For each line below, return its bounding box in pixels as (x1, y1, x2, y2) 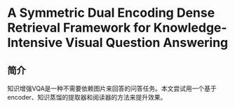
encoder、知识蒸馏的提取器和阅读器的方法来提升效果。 (7, 93, 167, 101)
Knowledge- (153, 20, 227, 36)
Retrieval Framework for (7, 20, 151, 36)
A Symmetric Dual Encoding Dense (7, 5, 215, 21)
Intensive (7, 35, 63, 50)
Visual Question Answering (65, 35, 229, 50)
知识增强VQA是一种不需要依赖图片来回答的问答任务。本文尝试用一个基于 (7, 84, 217, 93)
